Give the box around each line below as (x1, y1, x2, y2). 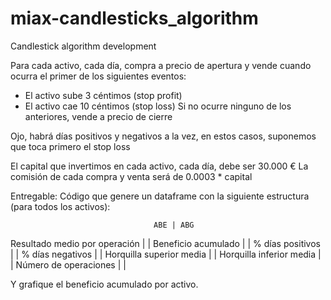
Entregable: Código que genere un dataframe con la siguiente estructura (10, 190, 310, 202)
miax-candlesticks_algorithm (10, 7, 259, 30)
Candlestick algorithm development (10, 40, 157, 52)
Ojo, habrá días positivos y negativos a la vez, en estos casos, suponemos (10, 130, 317, 142)
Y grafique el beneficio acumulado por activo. (10, 278, 199, 290)
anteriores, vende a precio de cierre (24, 110, 173, 122)
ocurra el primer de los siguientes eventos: (10, 70, 187, 82)
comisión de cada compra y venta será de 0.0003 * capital (10, 170, 253, 182)
